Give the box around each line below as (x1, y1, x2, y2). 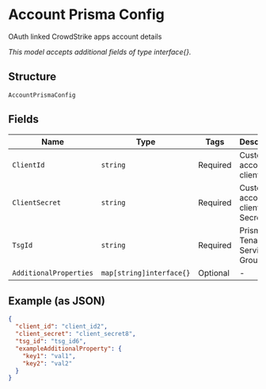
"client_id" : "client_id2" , (15, 322, 108, 330)
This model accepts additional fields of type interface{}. (8, 47, 192, 56)
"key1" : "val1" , (22, 352, 77, 360)
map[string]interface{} (101, 268, 191, 277)
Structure (8, 70, 57, 84)
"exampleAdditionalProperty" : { (15, 345, 123, 353)
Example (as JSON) (8, 294, 105, 307)
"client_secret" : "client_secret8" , (15, 330, 136, 338)
